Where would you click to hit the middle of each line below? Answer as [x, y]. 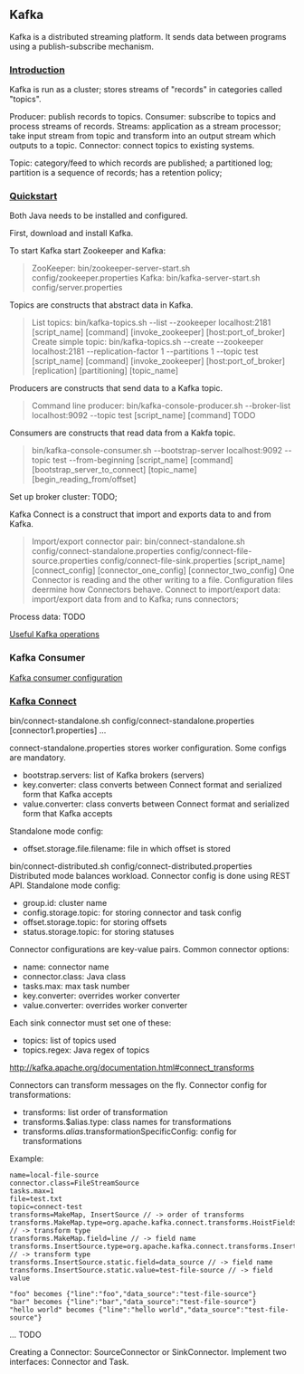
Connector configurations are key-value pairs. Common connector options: [149, 949]
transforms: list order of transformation [95, 1112]
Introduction [37, 70]
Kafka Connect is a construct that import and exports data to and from [140, 514]
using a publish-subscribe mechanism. [81, 46]
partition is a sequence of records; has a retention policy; [116, 173]
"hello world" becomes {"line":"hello [82, 1310]
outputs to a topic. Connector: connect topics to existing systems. [132, 146]
